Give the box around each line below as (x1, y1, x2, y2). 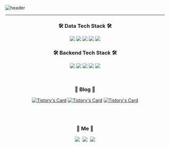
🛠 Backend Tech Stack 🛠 (53, 50, 117, 57)
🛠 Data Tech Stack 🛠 (58, 22, 112, 29)
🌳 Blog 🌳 (74, 86, 96, 93)
